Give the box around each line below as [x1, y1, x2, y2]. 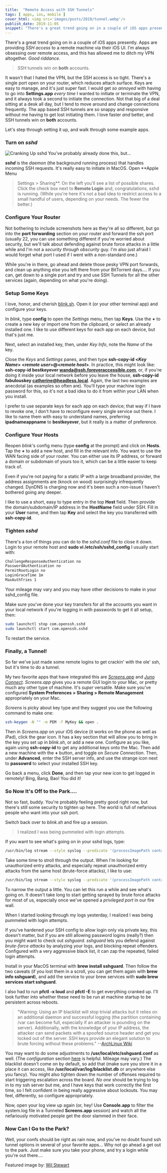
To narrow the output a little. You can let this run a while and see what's [5, 886, 152, 892]
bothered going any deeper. [5, 489, 62, 496]
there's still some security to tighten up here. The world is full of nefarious [5, 804, 157, 810]
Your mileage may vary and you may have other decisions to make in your [5, 586, 157, 592]
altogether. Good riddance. [5, 55, 61, 61]
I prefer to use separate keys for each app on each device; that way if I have [5, 403, 162, 409]
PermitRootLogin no [5, 568, 46, 573]
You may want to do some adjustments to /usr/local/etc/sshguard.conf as [5, 1050, 159, 1056]
